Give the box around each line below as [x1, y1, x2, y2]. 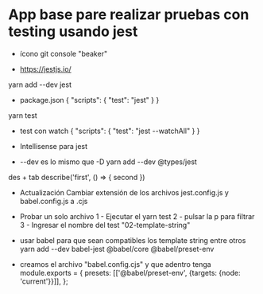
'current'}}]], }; [19, 276, 69, 286]
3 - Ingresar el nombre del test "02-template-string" [19, 220, 191, 229]
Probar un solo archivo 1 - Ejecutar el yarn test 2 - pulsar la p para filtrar [19, 211, 255, 221]
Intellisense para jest [19, 141, 88, 151]
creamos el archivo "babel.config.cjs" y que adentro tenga [19, 259, 212, 269]
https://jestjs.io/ [19, 64, 72, 73]
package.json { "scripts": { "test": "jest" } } [19, 95, 160, 104]
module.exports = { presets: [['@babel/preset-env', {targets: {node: [19, 268, 241, 277]
